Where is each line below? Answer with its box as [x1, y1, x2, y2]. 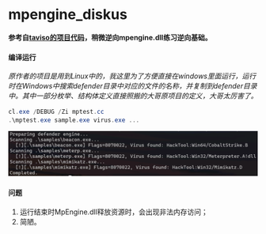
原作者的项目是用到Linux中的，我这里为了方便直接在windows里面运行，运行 [8, 71, 256, 81]
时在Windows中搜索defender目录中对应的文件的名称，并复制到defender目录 [8, 81, 257, 91]
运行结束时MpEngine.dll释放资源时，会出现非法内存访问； [19, 207, 208, 217]
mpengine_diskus [8, 6, 128, 24]
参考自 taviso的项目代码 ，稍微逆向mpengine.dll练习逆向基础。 [8, 32, 212, 42]
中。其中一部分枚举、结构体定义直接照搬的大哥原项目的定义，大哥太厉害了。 [8, 91, 258, 100]
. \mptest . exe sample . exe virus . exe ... [8, 116, 140, 124]
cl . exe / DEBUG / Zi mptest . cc [8, 108, 104, 116]
